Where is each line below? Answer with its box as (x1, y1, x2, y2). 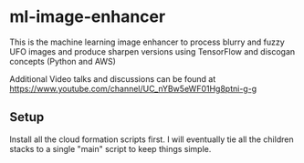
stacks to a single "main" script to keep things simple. (9, 143, 212, 154)
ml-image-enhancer (9, 6, 166, 27)
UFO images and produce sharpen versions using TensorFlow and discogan (9, 46, 296, 56)
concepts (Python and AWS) (9, 56, 117, 66)
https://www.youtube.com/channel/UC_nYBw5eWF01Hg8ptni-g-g (9, 83, 257, 94)
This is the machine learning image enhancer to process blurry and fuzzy (9, 36, 285, 47)
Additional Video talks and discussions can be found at (9, 73, 216, 84)
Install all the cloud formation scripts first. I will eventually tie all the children (9, 134, 294, 145)
